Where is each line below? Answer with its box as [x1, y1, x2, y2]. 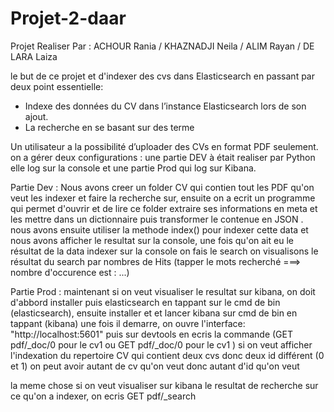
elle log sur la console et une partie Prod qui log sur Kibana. [10, 162, 257, 174]
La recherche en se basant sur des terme [24, 121, 195, 133]
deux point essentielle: [10, 80, 104, 92]
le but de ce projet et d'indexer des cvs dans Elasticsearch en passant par [10, 70, 315, 82]
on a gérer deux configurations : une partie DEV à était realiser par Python [10, 151, 316, 163]
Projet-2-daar [10, 7, 127, 30]
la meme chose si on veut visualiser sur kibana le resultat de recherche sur [10, 379, 319, 391]
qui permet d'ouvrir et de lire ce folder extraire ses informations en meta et [10, 202, 318, 214]
